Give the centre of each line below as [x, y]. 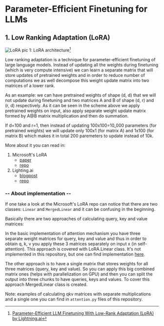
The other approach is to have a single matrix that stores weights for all [77, 263]
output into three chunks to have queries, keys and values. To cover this [77, 279]
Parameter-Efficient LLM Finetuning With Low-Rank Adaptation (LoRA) [83, 313]
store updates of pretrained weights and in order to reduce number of [75, 75]
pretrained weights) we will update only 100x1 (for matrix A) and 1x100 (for [80, 130]
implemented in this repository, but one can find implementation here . [75, 254]
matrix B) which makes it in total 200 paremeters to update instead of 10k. [79, 136]
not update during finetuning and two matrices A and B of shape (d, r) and [80, 100]
